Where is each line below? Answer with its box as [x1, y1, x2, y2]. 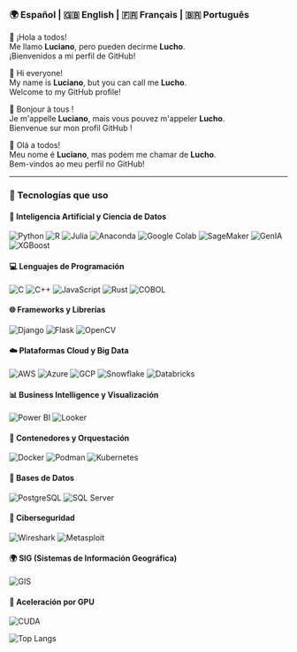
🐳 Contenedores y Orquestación [9, 432, 130, 443]
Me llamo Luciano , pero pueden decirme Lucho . [9, 42, 186, 52]
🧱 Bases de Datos [9, 473, 75, 484]
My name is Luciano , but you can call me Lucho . [9, 77, 187, 88]
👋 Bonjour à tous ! [9, 104, 74, 114]
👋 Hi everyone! [9, 68, 64, 79]
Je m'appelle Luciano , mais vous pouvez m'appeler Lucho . [9, 113, 225, 124]
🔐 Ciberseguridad [9, 513, 75, 524]
